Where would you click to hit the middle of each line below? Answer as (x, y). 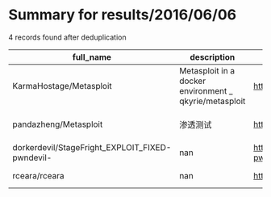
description (213, 57)
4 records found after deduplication (67, 37)
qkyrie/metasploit (212, 101)
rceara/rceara (38, 175)
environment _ (206, 90)
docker (192, 81)
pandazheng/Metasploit (58, 124)
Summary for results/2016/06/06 (122, 15)
